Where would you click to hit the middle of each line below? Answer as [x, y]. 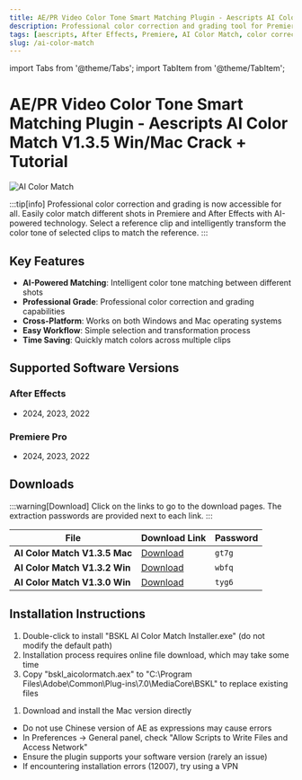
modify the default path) [67, 645]
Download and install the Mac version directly [107, 710]
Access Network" [55, 747]
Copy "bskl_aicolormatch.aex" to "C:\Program [107, 674]
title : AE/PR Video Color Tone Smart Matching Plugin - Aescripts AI [142, 18]
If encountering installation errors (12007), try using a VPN [130, 766]
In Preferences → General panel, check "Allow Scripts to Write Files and [155, 737]
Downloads [42, 485]
